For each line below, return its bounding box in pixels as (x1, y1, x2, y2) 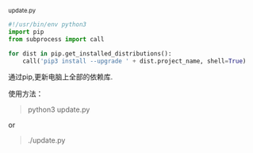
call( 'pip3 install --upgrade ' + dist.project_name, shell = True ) (22, 57, 247, 65)
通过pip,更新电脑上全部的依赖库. (8, 72, 113, 82)
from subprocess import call (8, 35, 105, 43)
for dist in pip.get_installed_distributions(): (8, 49, 172, 58)
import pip (8, 28, 44, 36)
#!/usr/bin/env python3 (8, 21, 87, 29)
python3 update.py (27, 105, 90, 114)
